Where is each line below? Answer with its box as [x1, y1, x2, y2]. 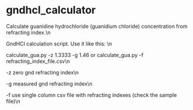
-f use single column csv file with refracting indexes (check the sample [6, 91, 177, 98]
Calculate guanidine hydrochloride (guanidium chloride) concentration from [6, 23, 188, 30]
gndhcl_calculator [6, 3, 96, 17]
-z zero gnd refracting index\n [6, 69, 79, 76]
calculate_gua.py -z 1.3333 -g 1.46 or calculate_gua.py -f [6, 51, 144, 58]
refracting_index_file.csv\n [6, 58, 70, 65]
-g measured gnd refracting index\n [6, 80, 92, 87]
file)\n [6, 97, 20, 105]
